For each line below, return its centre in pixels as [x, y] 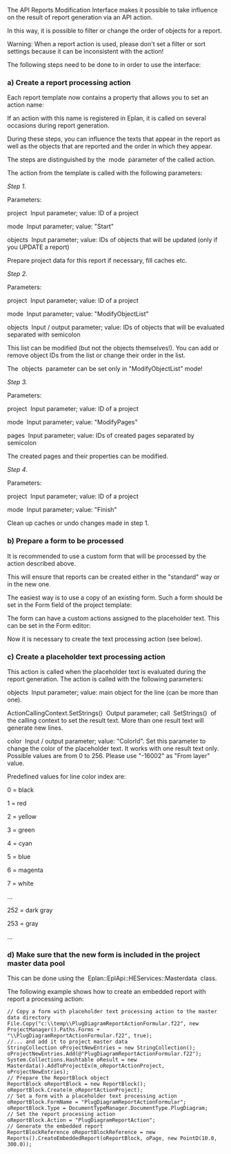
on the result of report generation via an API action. [80, 17]
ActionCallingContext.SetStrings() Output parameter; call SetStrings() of [112, 713]
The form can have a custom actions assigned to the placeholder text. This [113, 618]
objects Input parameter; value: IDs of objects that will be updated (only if [112, 240]
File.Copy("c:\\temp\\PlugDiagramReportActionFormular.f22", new [103, 1024]
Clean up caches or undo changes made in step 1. [78, 523]
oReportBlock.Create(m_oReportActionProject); [75, 1090]
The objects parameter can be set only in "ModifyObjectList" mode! [105, 369]
